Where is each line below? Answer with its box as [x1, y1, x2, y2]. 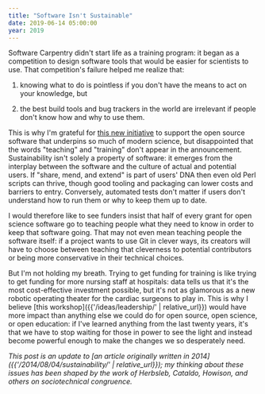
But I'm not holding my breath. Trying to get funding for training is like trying [8, 268, 256, 278]
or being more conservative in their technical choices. [8, 253, 185, 263]
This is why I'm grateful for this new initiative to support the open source [8, 128, 245, 137]
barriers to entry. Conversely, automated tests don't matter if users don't [8, 187, 246, 197]
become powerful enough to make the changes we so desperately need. [8, 336, 246, 346]
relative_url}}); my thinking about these [116, 360, 244, 369]
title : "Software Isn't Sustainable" [8, 11, 133, 20]
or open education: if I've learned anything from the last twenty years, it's [8, 319, 248, 329]
